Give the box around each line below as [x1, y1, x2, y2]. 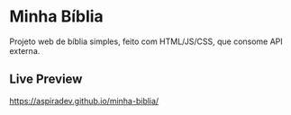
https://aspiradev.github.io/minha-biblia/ [9, 95, 159, 106]
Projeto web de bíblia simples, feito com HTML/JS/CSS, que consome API [9, 36, 284, 47]
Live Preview [9, 72, 83, 87]
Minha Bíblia [9, 6, 104, 27]
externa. [9, 45, 41, 56]
